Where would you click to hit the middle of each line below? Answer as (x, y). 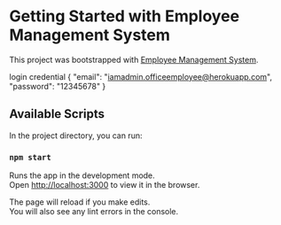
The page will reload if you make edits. (80, 202)
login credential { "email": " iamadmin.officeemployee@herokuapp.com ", (141, 76)
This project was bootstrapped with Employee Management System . (134, 59)
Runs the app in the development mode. (82, 175)
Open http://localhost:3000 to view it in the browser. (105, 185)
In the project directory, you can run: (76, 136)
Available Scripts (57, 114)
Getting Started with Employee (125, 16)
